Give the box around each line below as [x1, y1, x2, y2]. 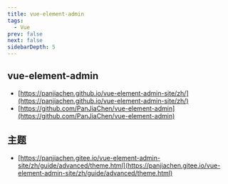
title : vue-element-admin [7, 10, 84, 18]
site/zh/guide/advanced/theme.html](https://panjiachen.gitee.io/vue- [17, 161, 221, 170]
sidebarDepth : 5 [7, 44, 56, 51]
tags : [7, 17, 24, 24]
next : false [7, 37, 43, 44]
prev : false [7, 30, 43, 38]
